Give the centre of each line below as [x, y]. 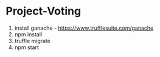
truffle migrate [33, 41]
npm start [26, 47]
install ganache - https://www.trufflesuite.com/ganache [84, 28]
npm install [28, 34]
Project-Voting [43, 11]
